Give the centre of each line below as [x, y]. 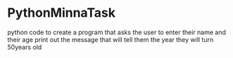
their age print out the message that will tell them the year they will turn [111, 39]
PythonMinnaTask [62, 13]
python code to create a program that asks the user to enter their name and [117, 32]
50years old [25, 47]
